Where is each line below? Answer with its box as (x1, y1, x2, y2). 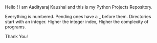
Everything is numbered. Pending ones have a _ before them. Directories (5, 14, 151, 19)
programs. (5, 24, 26, 30)
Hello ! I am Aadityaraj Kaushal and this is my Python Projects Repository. (5, 4, 153, 10)
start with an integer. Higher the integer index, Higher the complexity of (5, 19, 149, 24)
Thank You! (5, 34, 28, 39)
